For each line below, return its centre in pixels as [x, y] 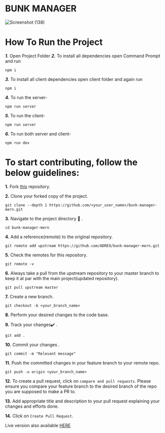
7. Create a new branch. [29, 296]
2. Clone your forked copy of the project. [47, 196]
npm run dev [17, 143]
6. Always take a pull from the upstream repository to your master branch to [82, 273]
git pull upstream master [32, 287]
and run [13, 61]
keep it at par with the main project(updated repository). [62, 278]
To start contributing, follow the [71, 162]
